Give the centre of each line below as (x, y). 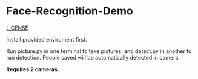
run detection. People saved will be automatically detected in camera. (93, 57)
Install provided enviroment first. (47, 39)
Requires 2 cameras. (33, 69)
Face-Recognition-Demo (70, 11)
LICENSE (18, 28)
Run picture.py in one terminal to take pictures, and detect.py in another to (99, 51)
